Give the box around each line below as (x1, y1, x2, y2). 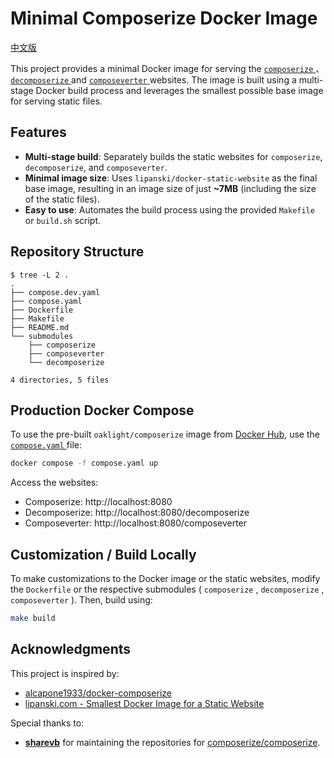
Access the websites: (10, 477, 99, 489)
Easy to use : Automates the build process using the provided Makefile (24, 203, 315, 216)
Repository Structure (10, 243, 145, 261)
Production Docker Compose (10, 402, 195, 419)
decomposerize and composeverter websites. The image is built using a (10, 73, 297, 86)
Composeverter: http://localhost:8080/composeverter (24, 517, 248, 529)
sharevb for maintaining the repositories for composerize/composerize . (24, 736, 321, 748)
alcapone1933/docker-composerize (24, 687, 173, 699)
